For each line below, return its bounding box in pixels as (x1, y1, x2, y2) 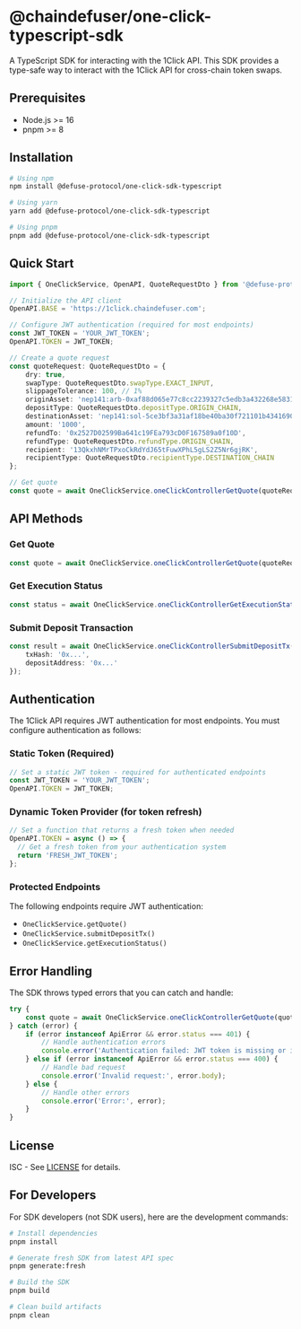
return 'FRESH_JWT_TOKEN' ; (17, 851, 118, 861)
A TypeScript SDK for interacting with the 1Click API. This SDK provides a (9, 55, 279, 66)
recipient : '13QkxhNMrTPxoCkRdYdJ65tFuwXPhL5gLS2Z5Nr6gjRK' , (25, 445, 258, 454)
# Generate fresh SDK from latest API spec (9, 1254, 175, 1263)
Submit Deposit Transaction (9, 621, 133, 634)
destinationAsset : (25, 412, 94, 421)
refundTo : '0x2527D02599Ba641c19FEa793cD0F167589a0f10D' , (25, 428, 246, 437)
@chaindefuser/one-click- (9, 6, 212, 27)
